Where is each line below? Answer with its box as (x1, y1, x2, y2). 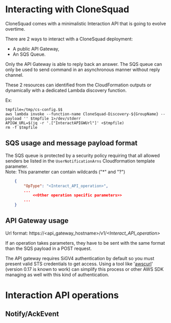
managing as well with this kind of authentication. (5, 271, 109, 278)
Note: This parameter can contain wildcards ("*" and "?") (5, 169, 126, 175)
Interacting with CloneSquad (5, 4, 129, 15)
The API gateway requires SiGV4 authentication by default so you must (5, 255, 155, 261)
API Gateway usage (5, 216, 69, 225)
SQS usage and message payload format (5, 139, 138, 148)
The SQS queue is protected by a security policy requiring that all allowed (5, 152, 160, 158)
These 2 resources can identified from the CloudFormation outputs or (5, 82, 152, 88)
